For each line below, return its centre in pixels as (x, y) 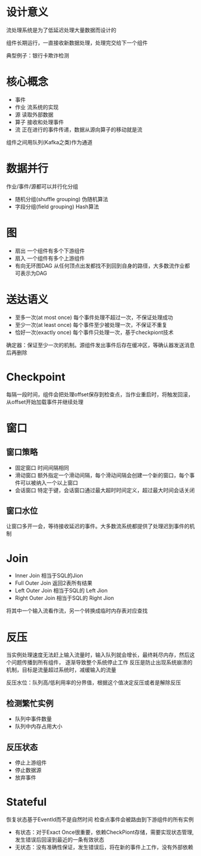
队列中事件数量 (33, 719)
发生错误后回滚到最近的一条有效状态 (60, 839)
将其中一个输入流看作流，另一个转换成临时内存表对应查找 (77, 611)
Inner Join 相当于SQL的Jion (49, 576)
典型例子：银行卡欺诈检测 (38, 55)
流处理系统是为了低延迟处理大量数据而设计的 (61, 30)
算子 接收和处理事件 (39, 122)
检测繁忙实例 (30, 703)
